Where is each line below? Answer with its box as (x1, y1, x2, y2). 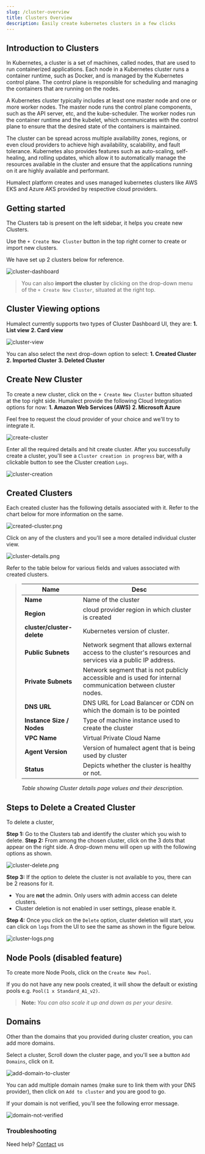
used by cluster (82, 752, 128, 760)
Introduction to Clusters (6, 43, 99, 53)
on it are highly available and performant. (6, 167, 110, 175)
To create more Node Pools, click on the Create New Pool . (6, 969, 151, 976)
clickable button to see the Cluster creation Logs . (6, 459, 129, 466)
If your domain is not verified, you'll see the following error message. (6, 1100, 179, 1107)
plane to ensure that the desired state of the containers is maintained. (6, 123, 181, 130)
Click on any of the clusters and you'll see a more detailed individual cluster (6, 534, 196, 542)
